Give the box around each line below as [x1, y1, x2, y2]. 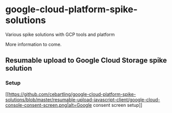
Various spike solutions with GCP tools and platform [5, 31, 115, 37]
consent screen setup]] [93, 102, 143, 108]
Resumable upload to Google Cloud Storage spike [5, 56, 167, 65]
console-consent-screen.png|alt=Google [5, 102, 92, 108]
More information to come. [5, 41, 62, 47]
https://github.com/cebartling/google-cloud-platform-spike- [8, 91, 136, 97]
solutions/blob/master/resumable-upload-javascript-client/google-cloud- [5, 96, 160, 103]
